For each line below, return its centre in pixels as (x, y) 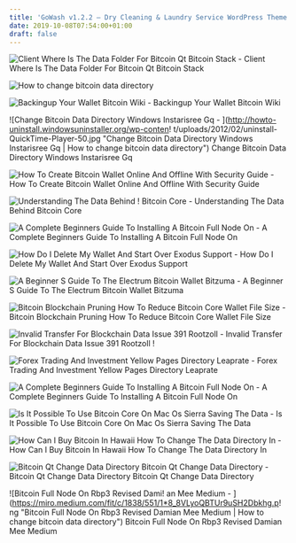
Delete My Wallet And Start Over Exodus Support (99, 264)
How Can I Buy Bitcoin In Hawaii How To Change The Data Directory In (138, 450)
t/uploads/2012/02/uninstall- (225, 129)
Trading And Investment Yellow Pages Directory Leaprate (114, 370)
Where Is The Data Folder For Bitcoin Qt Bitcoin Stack (107, 68)
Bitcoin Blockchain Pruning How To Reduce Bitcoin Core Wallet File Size (140, 317)
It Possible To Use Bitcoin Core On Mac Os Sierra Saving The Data (130, 423)
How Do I (257, 254)
